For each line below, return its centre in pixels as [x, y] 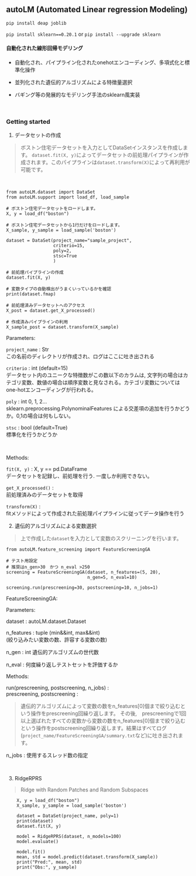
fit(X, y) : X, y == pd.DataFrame [47, 469]
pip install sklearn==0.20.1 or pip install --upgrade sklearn [83, 34]
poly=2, [62, 251]
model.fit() [31, 852]
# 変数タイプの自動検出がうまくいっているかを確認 [59, 289]
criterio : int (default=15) [37, 368]
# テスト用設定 [22, 561]
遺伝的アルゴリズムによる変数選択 [55, 526]
